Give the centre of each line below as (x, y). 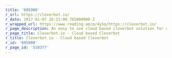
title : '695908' (23, 10)
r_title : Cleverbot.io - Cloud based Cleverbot (57, 38)
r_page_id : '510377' (27, 47)
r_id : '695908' (21, 43)
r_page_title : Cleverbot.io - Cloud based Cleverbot (63, 33)
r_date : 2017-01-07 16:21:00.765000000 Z (50, 19)
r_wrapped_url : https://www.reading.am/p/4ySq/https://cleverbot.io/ (81, 24)
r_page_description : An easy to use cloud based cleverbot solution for (84, 29)
